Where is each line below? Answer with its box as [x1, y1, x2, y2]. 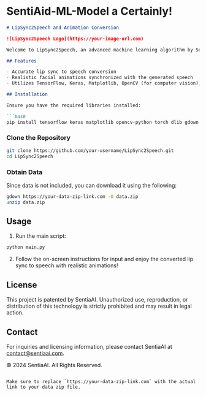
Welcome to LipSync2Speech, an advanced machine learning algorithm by [6, 47, 193, 53]
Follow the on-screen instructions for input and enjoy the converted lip [15, 256, 194, 263]
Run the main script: [15, 232, 66, 240]
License [6, 280, 37, 290]
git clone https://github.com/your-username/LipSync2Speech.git [6, 147, 174, 154]
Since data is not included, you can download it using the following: [6, 181, 177, 189]
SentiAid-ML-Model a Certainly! [6, 4, 173, 18]
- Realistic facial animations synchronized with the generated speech [6, 75, 193, 81]
